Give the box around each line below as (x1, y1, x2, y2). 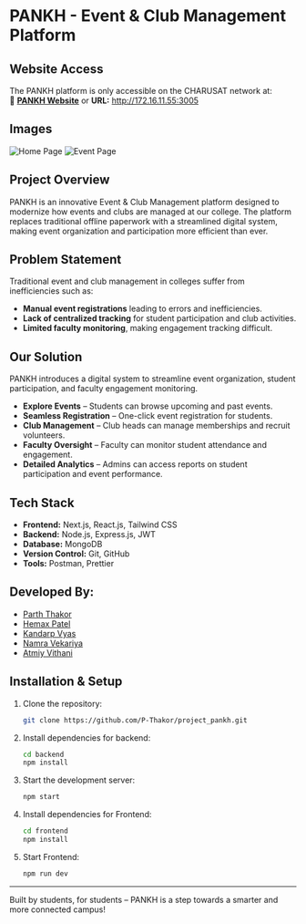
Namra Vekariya (22, 638, 84, 649)
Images (9, 121, 53, 137)
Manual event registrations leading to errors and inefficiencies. (22, 303, 262, 315)
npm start (22, 793, 61, 802)
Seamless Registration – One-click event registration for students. (22, 410, 273, 421)
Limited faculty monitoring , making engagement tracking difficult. (22, 323, 273, 334)
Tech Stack (9, 494, 75, 511)
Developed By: (9, 585, 95, 600)
